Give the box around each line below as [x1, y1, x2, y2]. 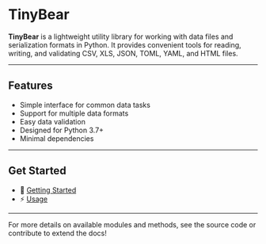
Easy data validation [19, 116, 85, 126]
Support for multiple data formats [19, 109, 129, 118]
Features [8, 79, 53, 93]
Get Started [8, 164, 66, 177]
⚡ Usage [19, 194, 48, 204]
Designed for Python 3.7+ [19, 125, 104, 135]
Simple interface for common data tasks [19, 100, 150, 109]
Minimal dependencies [19, 133, 94, 143]
